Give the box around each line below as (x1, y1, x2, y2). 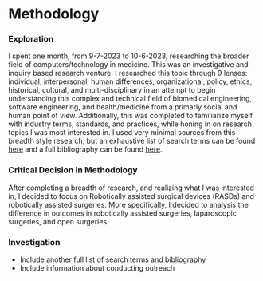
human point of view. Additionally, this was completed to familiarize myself (8, 111, 253, 121)
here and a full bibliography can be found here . (8, 144, 163, 154)
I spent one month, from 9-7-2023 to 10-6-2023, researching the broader (8, 51, 249, 61)
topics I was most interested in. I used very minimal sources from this (8, 128, 236, 137)
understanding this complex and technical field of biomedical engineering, (8, 93, 253, 104)
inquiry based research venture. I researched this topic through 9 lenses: (8, 69, 248, 78)
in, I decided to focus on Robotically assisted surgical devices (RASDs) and (8, 191, 255, 200)
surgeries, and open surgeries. (8, 216, 109, 226)
